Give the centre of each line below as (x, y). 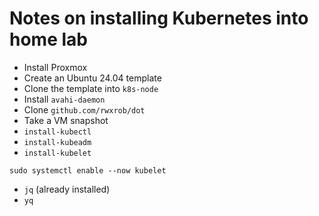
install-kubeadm (57, 142)
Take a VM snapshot (66, 120)
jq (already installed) (67, 189)
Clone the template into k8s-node (91, 88)
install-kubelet (57, 153)
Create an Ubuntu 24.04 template (92, 78)
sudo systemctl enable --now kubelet (88, 170)
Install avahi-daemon (64, 99)
